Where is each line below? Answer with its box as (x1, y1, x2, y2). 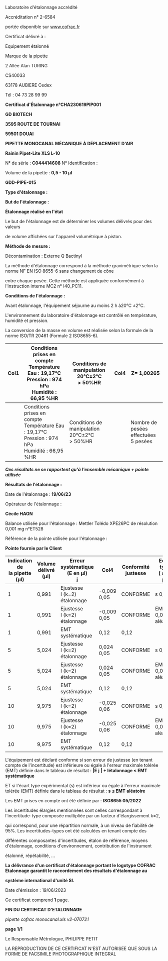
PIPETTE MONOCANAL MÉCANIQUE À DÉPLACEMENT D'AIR (5, 141, 133, 146)
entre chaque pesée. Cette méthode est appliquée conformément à (5, 278, 144, 283)
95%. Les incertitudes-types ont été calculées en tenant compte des (5, 828, 146, 833)
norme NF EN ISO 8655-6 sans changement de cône (5, 268, 114, 274)
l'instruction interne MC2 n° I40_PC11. (5, 283, 83, 289)
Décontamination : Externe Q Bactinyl (5, 253, 82, 259)
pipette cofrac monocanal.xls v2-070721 (5, 916, 89, 922)
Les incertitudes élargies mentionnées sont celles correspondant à (5, 807, 142, 813)
